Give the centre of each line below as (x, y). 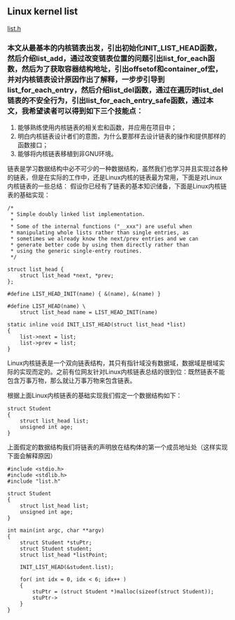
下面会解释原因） (32, 456)
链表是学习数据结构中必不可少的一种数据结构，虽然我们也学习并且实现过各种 (117, 169)
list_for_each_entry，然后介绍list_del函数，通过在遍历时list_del (115, 90)
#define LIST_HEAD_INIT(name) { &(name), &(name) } (84, 294)
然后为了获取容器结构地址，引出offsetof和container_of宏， (122, 69)
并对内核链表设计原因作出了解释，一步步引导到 (86, 79)
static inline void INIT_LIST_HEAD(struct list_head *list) (97, 325)
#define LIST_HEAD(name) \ (47, 306)
